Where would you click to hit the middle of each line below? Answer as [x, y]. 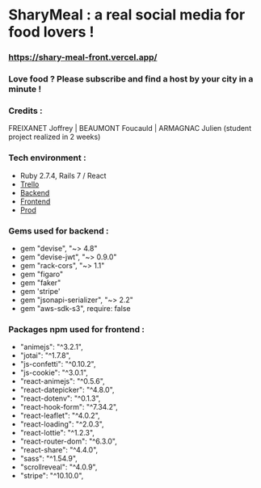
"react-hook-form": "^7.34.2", [69, 407]
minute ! [25, 89]
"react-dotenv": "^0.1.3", [60, 398]
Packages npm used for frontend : [77, 329]
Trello [29, 184]
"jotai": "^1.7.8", [45, 355]
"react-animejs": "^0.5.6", [62, 381]
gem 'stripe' [40, 291]
